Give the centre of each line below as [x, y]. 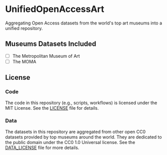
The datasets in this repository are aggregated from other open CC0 [75, 132]
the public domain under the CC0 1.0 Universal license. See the [70, 142]
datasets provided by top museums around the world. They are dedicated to [83, 137]
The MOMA [24, 61]
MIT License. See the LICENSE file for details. [52, 108]
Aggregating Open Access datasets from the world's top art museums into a [84, 23]
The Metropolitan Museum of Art [46, 56]
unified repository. [24, 28]
